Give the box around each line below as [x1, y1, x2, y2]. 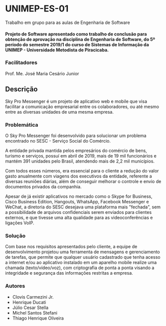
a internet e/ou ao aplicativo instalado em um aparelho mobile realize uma [5, 260, 157, 266]
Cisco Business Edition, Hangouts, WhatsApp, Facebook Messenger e [5, 198, 149, 204]
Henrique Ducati [12, 299, 46, 305]
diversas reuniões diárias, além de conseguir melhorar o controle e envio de [5, 178, 162, 184]
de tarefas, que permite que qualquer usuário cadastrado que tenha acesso [5, 254, 161, 260]
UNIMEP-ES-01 [5, 3, 69, 14]
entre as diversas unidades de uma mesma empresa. [5, 109, 114, 115]
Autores [5, 283, 25, 290]
